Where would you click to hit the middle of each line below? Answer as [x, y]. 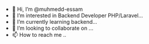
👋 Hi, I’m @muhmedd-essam [47, 9]
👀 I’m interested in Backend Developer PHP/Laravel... [77, 15]
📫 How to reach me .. [39, 35]
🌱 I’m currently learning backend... [54, 22]
